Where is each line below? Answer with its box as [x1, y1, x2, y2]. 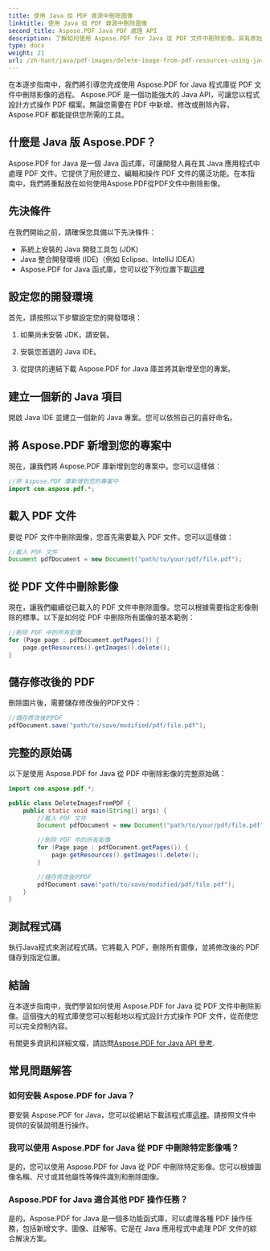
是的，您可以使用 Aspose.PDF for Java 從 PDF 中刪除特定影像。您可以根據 [8, 1162, 255, 1171]
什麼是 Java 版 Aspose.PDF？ [8, 136, 157, 149]
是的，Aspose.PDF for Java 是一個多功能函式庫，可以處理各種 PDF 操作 [8, 1214, 246, 1224]
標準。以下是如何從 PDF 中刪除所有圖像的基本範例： [22, 612, 195, 623]
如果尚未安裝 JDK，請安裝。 [19, 330, 114, 340]
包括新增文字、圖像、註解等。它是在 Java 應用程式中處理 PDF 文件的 [22, 1224, 251, 1233]
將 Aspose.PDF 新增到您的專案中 [8, 439, 172, 452]
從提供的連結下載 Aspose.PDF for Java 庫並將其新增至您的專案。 [19, 364, 235, 374]
